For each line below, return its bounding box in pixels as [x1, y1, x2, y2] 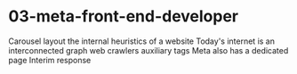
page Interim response [8, 54, 92, 65]
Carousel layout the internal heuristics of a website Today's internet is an [8, 36, 275, 46]
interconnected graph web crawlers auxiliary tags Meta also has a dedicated [8, 45, 289, 55]
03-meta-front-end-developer [8, 6, 239, 27]
